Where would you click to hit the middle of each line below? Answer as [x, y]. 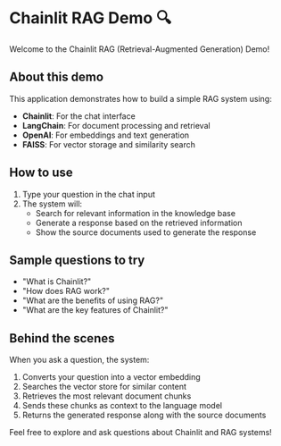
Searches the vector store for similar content [104, 387]
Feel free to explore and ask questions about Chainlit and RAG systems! [140, 433]
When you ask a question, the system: [79, 360]
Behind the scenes [62, 338]
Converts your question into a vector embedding [111, 377]
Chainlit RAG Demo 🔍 [91, 18]
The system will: [52, 204]
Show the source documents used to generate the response [146, 232]
